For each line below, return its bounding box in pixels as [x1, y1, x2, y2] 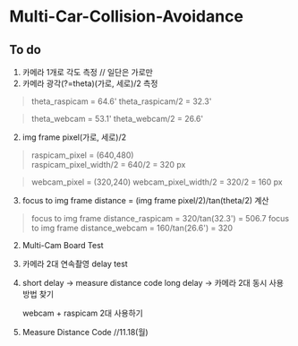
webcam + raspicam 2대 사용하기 [21, 307, 143, 318]
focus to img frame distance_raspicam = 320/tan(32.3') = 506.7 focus [30, 213, 289, 223]
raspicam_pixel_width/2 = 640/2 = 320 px [30, 160, 186, 169]
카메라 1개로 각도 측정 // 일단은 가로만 [21, 67, 154, 77]
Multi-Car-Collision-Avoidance [9, 6, 244, 27]
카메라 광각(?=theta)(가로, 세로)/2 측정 [21, 78, 158, 89]
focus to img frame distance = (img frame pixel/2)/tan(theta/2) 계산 [21, 195, 269, 205]
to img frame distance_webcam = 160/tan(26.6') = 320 [30, 222, 234, 233]
